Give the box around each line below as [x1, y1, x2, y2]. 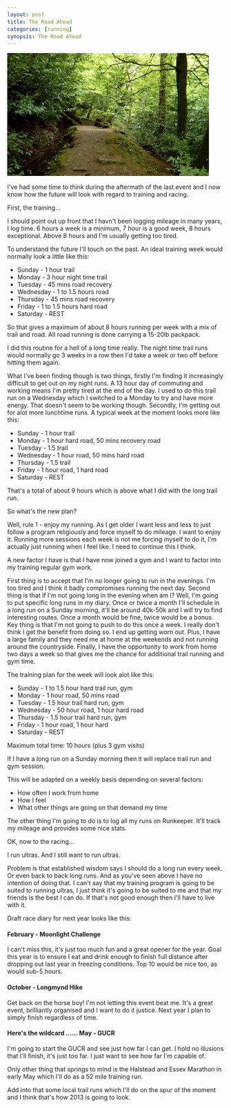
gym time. [7, 657, 36, 666]
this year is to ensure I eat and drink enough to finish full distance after [7, 953, 208, 961]
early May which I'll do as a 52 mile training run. [7, 1072, 143, 1080]
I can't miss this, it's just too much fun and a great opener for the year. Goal [7, 945, 222, 953]
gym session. [7, 762, 46, 771]
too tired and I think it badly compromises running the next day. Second [7, 584, 210, 593]
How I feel [17, 796, 46, 804]
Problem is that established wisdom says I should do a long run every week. [7, 864, 223, 873]
